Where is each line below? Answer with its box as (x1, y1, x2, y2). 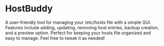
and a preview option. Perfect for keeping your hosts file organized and (5, 30, 151, 36)
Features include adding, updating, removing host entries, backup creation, (5, 24, 160, 30)
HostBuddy (5, 3, 53, 14)
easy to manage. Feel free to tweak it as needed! (5, 35, 105, 41)
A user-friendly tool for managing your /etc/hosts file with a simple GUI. (5, 19, 152, 25)
